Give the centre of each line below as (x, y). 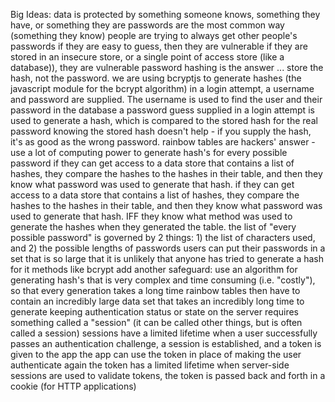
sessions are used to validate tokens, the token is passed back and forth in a (168, 375)
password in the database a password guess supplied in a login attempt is (162, 110)
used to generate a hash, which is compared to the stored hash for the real (164, 120)
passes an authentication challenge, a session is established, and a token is (166, 343)
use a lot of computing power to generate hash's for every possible (149, 152)
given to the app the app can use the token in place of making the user (156, 354)
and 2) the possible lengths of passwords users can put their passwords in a (168, 248)
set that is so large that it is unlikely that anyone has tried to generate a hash (167, 258)
